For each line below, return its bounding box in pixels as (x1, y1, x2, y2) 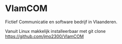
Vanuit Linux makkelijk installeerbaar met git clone (5, 28, 106, 34)
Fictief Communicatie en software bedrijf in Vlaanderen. (5, 19, 118, 25)
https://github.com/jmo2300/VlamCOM (5, 33, 84, 39)
